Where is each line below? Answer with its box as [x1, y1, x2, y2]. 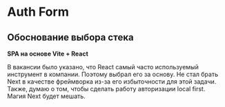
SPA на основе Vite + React [7, 49, 88, 58]
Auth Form [7, 4, 69, 20]
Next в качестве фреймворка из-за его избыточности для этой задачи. [7, 78, 217, 86]
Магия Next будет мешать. [7, 92, 86, 100]
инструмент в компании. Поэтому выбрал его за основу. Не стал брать [7, 70, 219, 78]
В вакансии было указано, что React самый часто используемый [7, 63, 199, 71]
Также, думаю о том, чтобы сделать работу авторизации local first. [7, 85, 206, 93]
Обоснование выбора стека [7, 32, 134, 43]
